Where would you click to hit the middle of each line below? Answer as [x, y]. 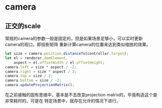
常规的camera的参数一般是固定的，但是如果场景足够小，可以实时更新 [74, 38]
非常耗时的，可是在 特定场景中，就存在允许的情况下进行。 [63, 101]
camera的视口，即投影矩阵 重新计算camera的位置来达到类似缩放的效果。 [78, 44]
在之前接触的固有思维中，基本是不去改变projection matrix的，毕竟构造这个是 [81, 95]
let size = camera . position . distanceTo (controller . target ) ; [67, 54]
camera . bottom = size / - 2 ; [33, 81]
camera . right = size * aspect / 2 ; [41, 71]
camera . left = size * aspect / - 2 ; [41, 67]
